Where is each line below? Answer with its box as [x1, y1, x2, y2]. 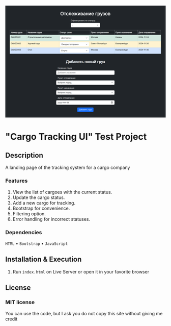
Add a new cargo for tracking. [12, 199, 75, 206]
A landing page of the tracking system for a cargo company [5, 164, 130, 171]
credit [5, 316, 18, 322]
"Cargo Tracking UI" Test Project [5, 131, 147, 142]
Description [5, 151, 43, 160]
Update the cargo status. [12, 194, 65, 200]
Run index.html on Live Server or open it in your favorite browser [12, 268, 149, 274]
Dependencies [5, 229, 42, 236]
